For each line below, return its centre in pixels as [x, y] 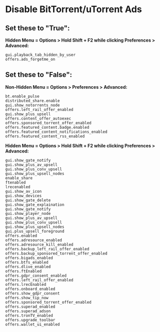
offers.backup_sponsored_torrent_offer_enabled [56, 253]
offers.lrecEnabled [26, 284]
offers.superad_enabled [30, 307]
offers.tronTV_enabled [29, 315]
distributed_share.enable [32, 101]
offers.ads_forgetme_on [30, 59]
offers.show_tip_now [27, 298]
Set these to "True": [37, 28]
